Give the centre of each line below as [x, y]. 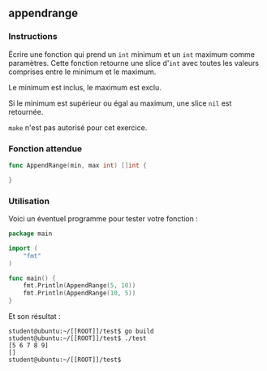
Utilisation [29, 201]
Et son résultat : [34, 316]
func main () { [32, 278]
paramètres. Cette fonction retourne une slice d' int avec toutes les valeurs [134, 63]
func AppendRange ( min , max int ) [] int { [78, 165]
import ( [23, 248]
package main [30, 234]
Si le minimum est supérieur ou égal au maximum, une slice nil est [120, 103]
